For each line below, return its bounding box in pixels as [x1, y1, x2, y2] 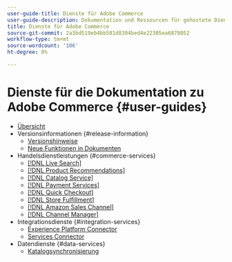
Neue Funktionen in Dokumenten [27, 144, 122, 152]
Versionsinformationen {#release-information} [17, 129, 149, 138]
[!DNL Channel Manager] [27, 210, 99, 218]
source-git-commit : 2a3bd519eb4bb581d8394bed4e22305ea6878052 [7, 29, 190, 37]
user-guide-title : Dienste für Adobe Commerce [7, 10, 144, 17]
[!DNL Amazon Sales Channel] [27, 203, 114, 211]
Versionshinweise [27, 136, 78, 145]
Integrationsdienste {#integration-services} [17, 217, 141, 225]
